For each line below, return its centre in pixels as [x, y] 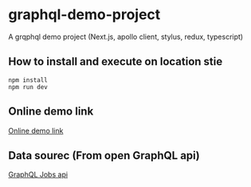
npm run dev [28, 87]
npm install [28, 80]
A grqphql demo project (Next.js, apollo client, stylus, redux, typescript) [126, 37]
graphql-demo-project [84, 15]
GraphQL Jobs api [38, 175]
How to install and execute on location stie [116, 62]
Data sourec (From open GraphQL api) [104, 156]
